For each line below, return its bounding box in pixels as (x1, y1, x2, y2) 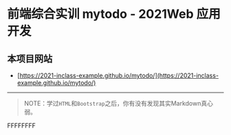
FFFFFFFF (7, 121, 36, 130)
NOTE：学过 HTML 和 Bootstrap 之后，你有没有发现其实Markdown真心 (23, 99, 213, 107)
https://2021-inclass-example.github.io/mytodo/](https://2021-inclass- (19, 71, 219, 79)
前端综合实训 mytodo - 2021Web (7, 6, 194, 22)
